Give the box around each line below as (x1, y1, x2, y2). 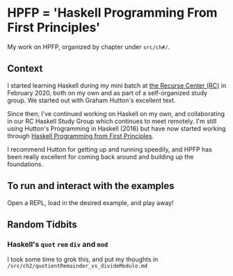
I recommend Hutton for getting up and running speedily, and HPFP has (7, 145, 212, 154)
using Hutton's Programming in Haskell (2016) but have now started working (7, 124, 226, 133)
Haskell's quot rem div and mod (7, 239, 109, 249)
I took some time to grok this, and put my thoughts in (7, 255, 159, 263)
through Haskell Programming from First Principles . (7, 131, 154, 140)
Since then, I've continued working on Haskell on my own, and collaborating (7, 109, 225, 117)
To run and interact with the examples (7, 180, 175, 192)
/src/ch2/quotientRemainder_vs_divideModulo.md (7, 263, 148, 270)
